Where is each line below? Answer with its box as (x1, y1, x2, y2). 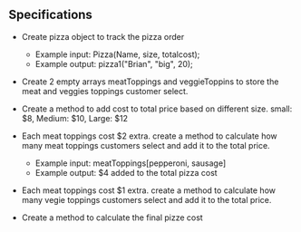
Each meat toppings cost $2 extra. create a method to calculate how (21, 130, 277, 141)
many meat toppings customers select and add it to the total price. (21, 140, 270, 150)
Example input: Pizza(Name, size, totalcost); (34, 49, 200, 60)
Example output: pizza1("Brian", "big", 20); (34, 58, 194, 69)
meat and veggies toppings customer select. (21, 85, 189, 96)
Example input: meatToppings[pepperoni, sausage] (34, 158, 227, 169)
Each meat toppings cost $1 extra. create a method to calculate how (21, 185, 276, 196)
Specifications (8, 7, 92, 23)
